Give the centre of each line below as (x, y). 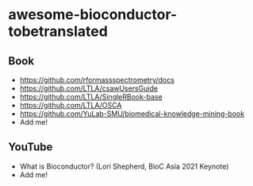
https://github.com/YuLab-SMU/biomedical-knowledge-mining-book (132, 114)
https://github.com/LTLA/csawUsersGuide (89, 88)
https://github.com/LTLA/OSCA (71, 105)
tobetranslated (58, 31)
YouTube (31, 147)
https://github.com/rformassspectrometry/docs (97, 80)
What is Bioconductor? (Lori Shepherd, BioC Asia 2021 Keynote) (124, 166)
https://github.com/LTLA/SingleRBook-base (91, 97)
